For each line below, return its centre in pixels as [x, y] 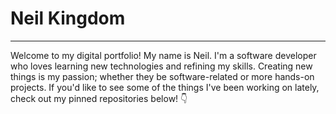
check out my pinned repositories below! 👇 [99, 98]
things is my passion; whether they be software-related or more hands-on [162, 76]
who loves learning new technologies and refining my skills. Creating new [161, 66]
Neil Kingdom [68, 18]
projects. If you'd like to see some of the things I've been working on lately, [165, 87]
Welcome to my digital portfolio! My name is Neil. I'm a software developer [163, 55]
